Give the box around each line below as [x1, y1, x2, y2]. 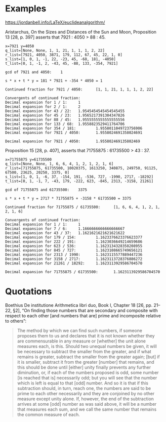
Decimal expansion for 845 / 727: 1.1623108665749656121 [5, 248, 142, 253]
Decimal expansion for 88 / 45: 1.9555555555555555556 [5, 117, 125, 122]
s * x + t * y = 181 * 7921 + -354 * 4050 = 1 [5, 78, 103, 83]
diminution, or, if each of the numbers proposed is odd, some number [17, 369, 159, 376]
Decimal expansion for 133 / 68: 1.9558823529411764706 [5, 122, 125, 127]
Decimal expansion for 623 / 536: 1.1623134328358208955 [5, 243, 142, 249]
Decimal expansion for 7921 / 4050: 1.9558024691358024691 [5, 130, 142, 135]
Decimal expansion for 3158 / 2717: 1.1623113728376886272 [5, 256, 142, 261]
